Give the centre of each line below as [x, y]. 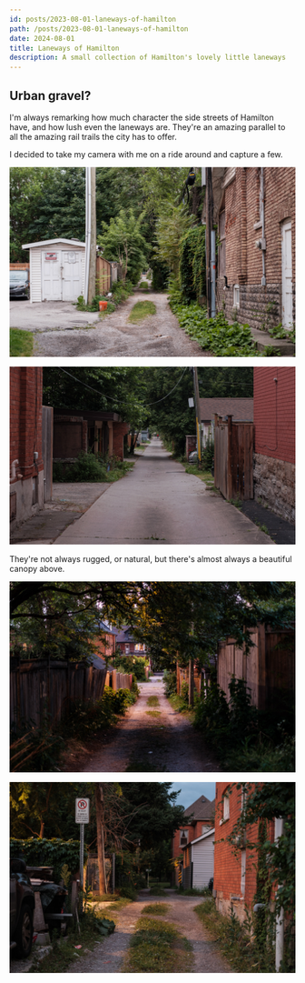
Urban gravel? [50, 95]
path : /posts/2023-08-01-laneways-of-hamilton [99, 29]
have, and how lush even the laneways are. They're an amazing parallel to [148, 126]
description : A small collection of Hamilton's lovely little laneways [148, 58]
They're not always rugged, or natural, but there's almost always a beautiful [151, 559]
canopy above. [37, 569]
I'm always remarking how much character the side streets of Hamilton [142, 117]
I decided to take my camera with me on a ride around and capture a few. [146, 154]
